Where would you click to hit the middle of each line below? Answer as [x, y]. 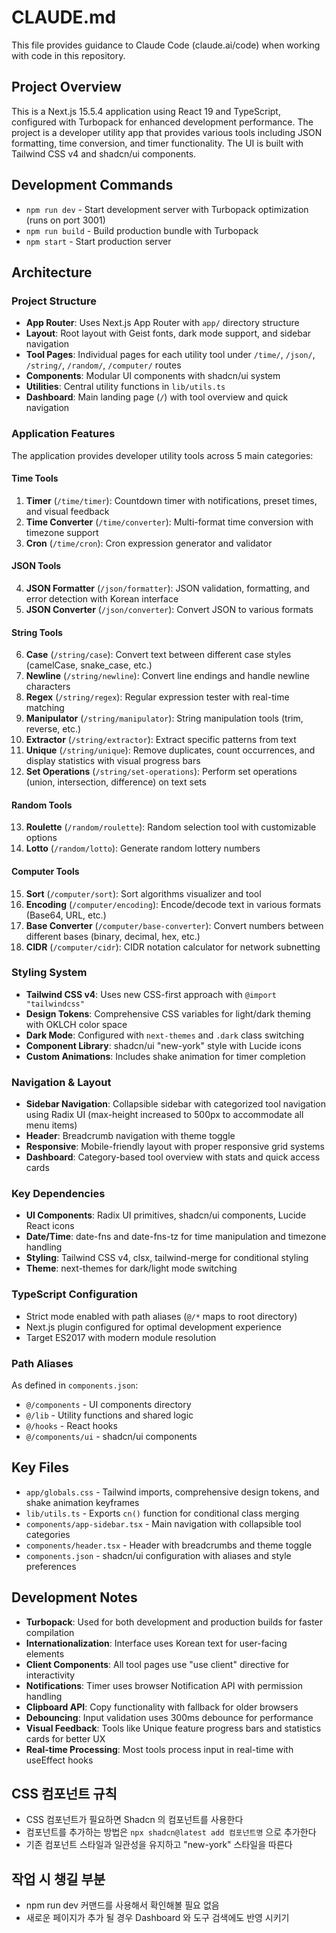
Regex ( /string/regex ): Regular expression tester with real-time [157, 697]
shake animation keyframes [82, 1502]
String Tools [37, 632]
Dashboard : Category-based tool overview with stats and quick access [173, 1157]
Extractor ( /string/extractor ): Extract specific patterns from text [161, 740]
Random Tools [42, 805]
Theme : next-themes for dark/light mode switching [131, 1268]
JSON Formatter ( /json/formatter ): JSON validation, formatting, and [168, 588]
